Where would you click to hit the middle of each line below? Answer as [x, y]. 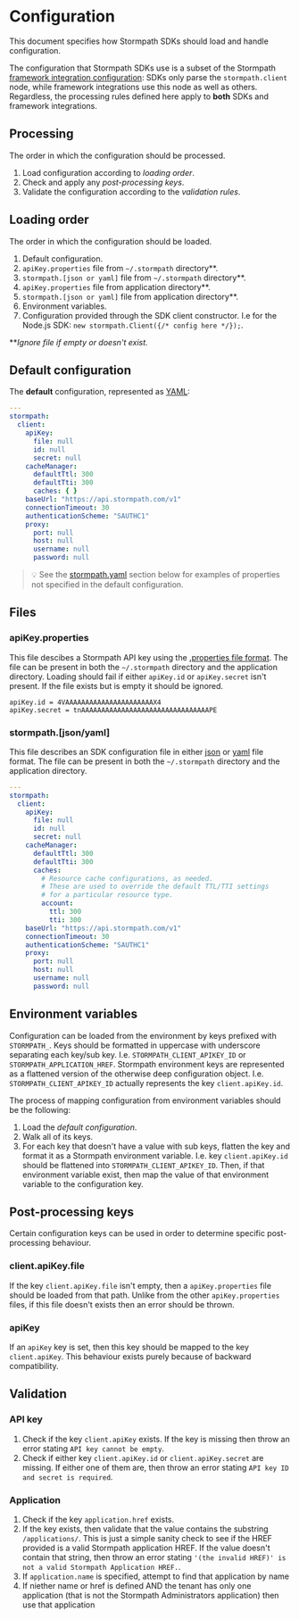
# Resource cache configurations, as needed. [128, 878]
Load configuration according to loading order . [108, 172]
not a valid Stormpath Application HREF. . [101, 1567]
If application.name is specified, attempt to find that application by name [156, 1576]
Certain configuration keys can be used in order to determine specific [137, 1233]
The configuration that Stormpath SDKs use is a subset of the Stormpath [143, 68]
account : [58, 903]
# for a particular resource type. [108, 895]
